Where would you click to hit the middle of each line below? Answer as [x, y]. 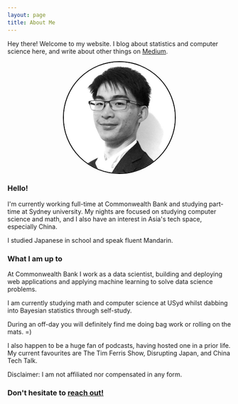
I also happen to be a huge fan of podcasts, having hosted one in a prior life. [119, 346]
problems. [22, 289]
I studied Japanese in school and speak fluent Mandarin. [90, 240]
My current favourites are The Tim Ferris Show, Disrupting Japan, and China [119, 353]
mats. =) [20, 332]
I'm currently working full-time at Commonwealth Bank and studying [107, 204]
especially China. [33, 226]
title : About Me [31, 22]
